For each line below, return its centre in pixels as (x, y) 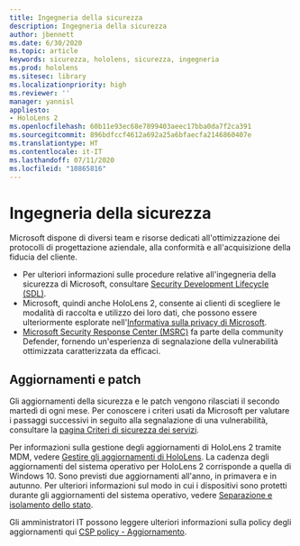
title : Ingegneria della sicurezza (76, 18)
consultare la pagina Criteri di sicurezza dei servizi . (105, 430)
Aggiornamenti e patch (75, 379)
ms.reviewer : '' (40, 93)
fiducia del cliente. (44, 257)
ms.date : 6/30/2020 (46, 43)
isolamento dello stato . (51, 505)
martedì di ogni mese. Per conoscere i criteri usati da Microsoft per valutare (150, 411)
